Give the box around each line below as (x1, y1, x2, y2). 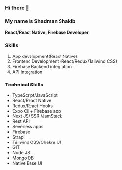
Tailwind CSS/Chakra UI (12, 140, 61, 145)
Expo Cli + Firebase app (12, 108, 61, 114)
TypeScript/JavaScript (12, 92, 58, 98)
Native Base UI (12, 160, 43, 166)
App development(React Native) (12, 53, 78, 59)
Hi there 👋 (5, 4, 30, 11)
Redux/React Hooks (12, 103, 53, 109)
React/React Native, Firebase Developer (5, 29, 89, 36)
